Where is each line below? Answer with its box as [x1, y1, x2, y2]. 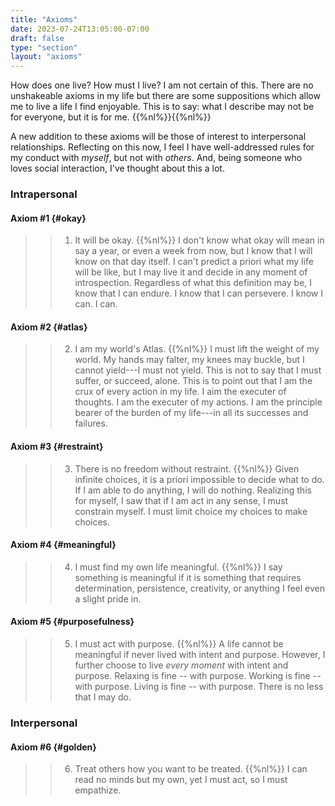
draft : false [10, 33, 65, 43]
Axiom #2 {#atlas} [10, 321, 88, 333]
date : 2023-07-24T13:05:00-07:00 [10, 24, 150, 34]
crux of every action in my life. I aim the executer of [74, 386, 287, 398]
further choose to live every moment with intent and [74, 659, 289, 671]
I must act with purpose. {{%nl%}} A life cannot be [74, 638, 284, 650]
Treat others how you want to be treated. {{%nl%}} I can [74, 763, 308, 775]
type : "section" [10, 42, 78, 53]
